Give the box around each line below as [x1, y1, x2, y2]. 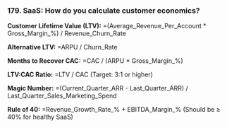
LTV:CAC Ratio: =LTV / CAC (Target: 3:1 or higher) [7, 70, 154, 79]
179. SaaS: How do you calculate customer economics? [7, 6, 200, 16]
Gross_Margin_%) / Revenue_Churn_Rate [7, 29, 127, 37]
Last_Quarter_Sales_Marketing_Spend [7, 91, 118, 100]
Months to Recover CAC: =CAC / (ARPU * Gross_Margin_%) [7, 57, 183, 65]
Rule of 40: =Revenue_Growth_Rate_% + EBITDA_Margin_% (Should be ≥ [7, 105, 221, 114]
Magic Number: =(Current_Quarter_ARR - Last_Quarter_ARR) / [7, 84, 188, 93]
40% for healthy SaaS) [7, 112, 74, 122]
